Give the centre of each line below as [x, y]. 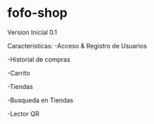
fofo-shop [38, 13]
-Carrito [19, 73]
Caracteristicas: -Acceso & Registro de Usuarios [77, 46]
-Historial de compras [39, 59]
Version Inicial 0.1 [32, 32]
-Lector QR [24, 113]
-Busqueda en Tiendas [40, 100]
